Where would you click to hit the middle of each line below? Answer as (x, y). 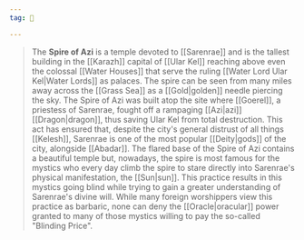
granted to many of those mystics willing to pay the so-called (146, 215)
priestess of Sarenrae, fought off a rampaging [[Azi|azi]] (137, 109)
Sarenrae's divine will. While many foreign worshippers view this (152, 196)
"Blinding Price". (62, 225)
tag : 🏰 (22, 18)
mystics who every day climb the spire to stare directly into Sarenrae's (163, 167)
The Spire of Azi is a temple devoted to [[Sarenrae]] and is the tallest (161, 52)
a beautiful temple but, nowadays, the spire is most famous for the (156, 158)
